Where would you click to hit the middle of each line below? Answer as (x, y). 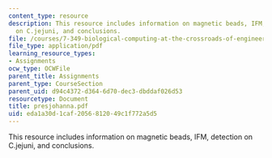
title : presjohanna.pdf (49, 106)
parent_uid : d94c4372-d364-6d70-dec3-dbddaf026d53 (96, 91)
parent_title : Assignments (54, 76)
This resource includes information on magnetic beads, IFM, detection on (131, 137)
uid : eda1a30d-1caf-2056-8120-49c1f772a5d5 (83, 114)
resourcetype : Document (49, 99)
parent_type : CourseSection (56, 83)
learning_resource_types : (52, 53)
